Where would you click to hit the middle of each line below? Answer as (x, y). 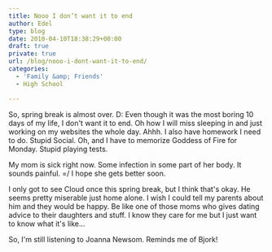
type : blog (27, 31)
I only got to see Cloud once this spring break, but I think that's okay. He (129, 189)
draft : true (29, 46)
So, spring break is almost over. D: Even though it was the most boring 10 (131, 114)
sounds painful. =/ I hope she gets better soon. (87, 173)
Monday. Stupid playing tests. (58, 149)
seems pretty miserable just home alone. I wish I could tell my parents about (136, 198)
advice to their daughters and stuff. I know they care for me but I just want (133, 215)
